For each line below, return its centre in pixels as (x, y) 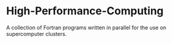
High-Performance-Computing (85, 11)
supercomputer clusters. (37, 33)
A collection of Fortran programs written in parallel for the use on (86, 27)
